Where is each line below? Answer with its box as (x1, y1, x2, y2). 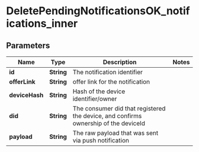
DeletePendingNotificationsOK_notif (6, 4, 191, 18)
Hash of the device (72, 87, 126, 96)
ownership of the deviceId (72, 119, 146, 127)
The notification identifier (72, 68, 143, 76)
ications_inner (6, 17, 78, 30)
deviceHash (9, 91, 44, 99)
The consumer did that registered (72, 104, 166, 112)
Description (102, 58, 137, 66)
